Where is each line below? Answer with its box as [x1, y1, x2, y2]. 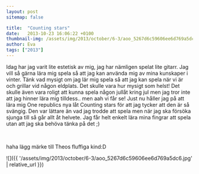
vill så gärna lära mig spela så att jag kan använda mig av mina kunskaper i [6, 69, 188, 77]
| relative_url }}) [6, 161, 44, 168]
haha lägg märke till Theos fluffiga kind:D [6, 143, 107, 150]
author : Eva [6, 42, 36, 48]
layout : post [6, 8, 38, 15]
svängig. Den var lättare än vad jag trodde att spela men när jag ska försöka [6, 107, 191, 115]
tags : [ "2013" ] [6, 47, 44, 53]
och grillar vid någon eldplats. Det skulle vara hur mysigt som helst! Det [6, 82, 180, 89]
